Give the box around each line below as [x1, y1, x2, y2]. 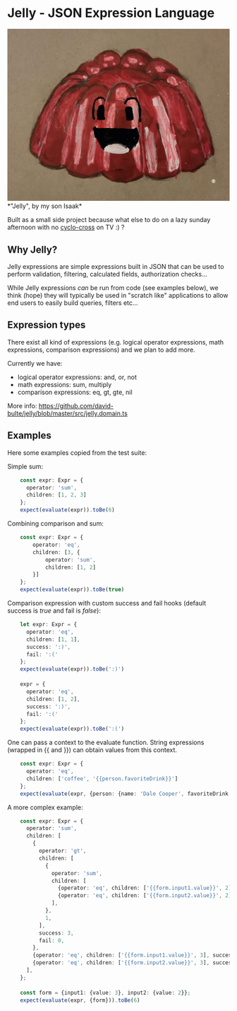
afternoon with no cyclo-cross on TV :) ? [7, 223, 125, 231]
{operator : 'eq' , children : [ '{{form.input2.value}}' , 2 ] [57, 892, 232, 899]
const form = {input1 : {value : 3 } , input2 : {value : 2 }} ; [20, 989, 191, 996]
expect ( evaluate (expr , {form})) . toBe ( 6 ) [20, 996, 140, 1004]
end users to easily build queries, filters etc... [7, 299, 138, 307]
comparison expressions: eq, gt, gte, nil [17, 388, 133, 396]
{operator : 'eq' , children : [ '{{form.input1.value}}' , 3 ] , [32, 952, 210, 959]
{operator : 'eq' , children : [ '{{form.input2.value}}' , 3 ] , [32, 959, 210, 966]
